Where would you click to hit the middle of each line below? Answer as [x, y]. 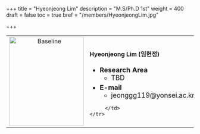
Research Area [124, 70]
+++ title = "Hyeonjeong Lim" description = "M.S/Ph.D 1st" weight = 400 [95, 9]
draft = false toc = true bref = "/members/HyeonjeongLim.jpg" [82, 15]
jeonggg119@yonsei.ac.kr [153, 95]
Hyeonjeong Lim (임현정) [124, 54]
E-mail [111, 87]
